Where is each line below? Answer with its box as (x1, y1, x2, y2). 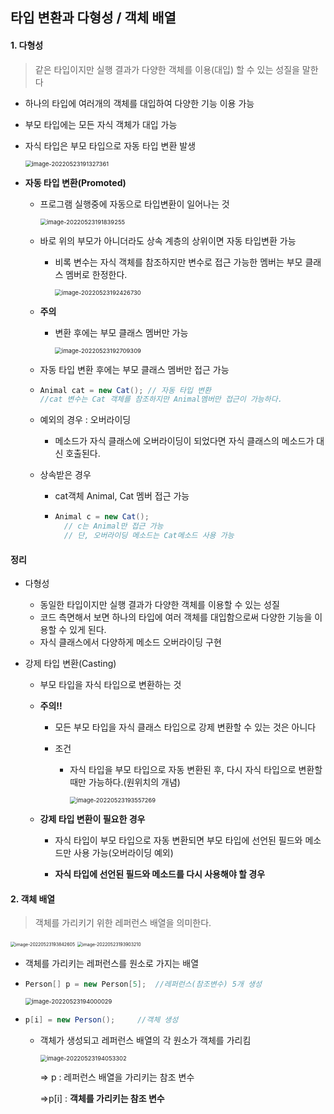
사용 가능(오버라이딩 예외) (73, 847, 174, 859)
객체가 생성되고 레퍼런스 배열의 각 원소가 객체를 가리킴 (39, 1034, 252, 1047)
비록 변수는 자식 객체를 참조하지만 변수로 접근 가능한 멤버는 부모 (54, 256, 303, 268)
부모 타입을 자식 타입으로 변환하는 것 (39, 679, 182, 691)
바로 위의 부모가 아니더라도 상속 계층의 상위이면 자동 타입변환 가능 (39, 234, 297, 247)
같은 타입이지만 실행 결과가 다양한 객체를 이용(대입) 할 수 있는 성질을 (34, 63, 300, 75)
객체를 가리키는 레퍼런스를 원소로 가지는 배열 (24, 958, 200, 970)
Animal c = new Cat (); (54, 512, 150, 522)
